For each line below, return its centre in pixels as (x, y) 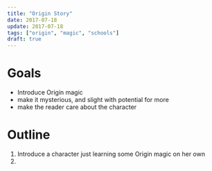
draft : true (24, 39)
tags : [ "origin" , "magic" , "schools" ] (63, 33)
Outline (29, 135)
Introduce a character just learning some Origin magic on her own (111, 154)
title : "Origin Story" (40, 13)
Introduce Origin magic (50, 92)
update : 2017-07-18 (35, 26)
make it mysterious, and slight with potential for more (93, 100)
